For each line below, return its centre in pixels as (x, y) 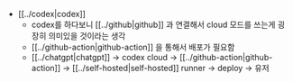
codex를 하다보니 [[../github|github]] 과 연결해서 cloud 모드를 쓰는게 (153, 24)
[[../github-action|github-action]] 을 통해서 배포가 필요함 (133, 47)
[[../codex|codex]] (51, 14)
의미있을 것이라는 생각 (87, 36)
